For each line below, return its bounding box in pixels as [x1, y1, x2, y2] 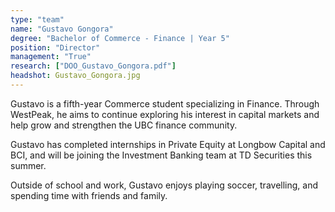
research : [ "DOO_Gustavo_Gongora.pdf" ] [10, 61, 177, 71]
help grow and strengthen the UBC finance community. [10, 119, 238, 131]
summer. [10, 159, 47, 171]
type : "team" [10, 14, 65, 25]
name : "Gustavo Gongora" [10, 24, 114, 34]
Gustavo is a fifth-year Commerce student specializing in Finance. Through [10, 97, 320, 110]
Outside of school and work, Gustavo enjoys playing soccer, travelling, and [10, 179, 318, 191]
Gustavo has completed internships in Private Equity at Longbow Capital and [10, 138, 326, 150]
